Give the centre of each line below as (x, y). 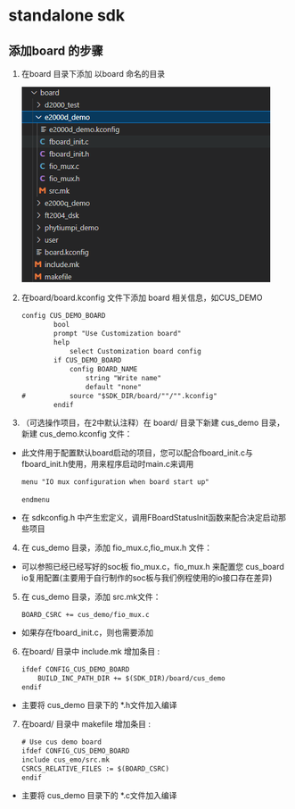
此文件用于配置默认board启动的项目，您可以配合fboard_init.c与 (137, 453)
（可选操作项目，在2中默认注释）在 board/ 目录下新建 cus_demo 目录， (153, 422)
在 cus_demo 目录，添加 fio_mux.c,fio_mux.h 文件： (117, 547)
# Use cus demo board (61, 742)
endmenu (35, 500)
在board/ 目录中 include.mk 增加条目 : (90, 651)
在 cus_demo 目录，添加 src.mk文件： (91, 596)
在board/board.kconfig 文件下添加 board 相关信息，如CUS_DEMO (142, 297)
